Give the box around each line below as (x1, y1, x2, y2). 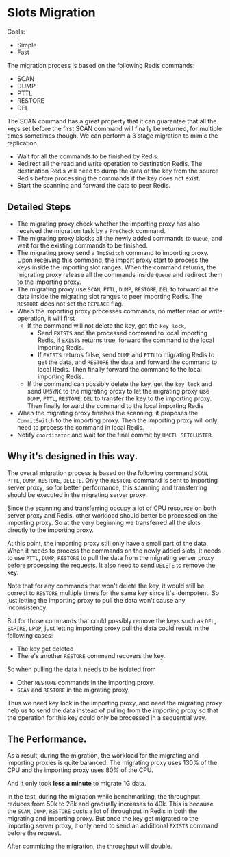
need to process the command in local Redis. (16, 423, 145, 431)
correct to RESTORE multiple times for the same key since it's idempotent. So (7, 588, 220, 597)
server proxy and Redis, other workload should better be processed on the (7, 511, 218, 519)
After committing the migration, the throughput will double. (7, 842, 172, 851)
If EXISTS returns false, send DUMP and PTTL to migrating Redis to (37, 350, 215, 359)
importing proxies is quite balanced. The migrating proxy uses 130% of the (7, 759, 218, 767)
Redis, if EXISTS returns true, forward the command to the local (37, 336, 214, 344)
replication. (7, 138, 39, 147)
